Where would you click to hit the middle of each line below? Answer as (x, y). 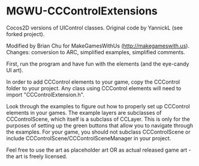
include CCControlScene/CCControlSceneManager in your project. (89, 138)
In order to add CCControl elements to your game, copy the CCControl (93, 82)
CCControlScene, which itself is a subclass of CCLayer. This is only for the (98, 119)
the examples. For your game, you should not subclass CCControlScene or (98, 132)
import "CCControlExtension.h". (46, 94)
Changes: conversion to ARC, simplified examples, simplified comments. (96, 52)
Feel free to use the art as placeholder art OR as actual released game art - (99, 150)
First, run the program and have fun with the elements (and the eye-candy (98, 64)
